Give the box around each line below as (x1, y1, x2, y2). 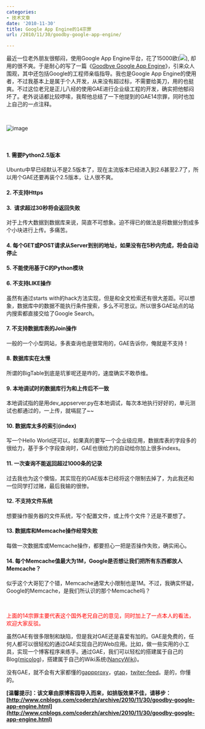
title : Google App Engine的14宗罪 (6, 26, 92, 32)
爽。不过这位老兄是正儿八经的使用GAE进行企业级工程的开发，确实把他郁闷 (6, 85, 195, 92)
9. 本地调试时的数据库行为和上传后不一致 (6, 384, 110, 392)
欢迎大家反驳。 (6, 619, 44, 627)
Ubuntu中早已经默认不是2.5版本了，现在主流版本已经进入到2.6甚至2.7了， (6, 166, 194, 173)
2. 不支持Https (6, 189, 43, 196)
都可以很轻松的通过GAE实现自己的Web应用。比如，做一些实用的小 (17, 640, 185, 648)
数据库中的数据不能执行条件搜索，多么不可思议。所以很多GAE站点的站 (17, 302, 195, 309)
